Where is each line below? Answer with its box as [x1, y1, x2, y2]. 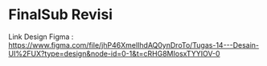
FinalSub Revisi [8, 6, 113, 24]
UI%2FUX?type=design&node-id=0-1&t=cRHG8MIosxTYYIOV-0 [8, 49, 220, 58]
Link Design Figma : [8, 32, 74, 41]
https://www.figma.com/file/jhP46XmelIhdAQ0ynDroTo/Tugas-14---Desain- [8, 40, 260, 49]
